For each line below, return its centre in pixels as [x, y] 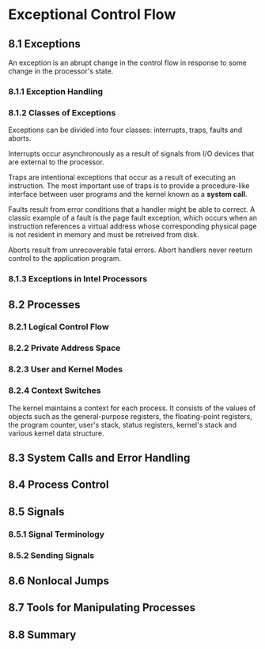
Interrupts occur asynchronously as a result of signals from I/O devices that [131, 154]
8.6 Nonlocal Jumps [59, 581]
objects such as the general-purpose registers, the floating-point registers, [131, 416]
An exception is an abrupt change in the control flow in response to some [127, 62]
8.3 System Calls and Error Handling [99, 457]
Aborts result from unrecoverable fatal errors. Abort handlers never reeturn [131, 250]
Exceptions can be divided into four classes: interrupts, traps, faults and [125, 130]
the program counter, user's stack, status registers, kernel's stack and [123, 424]
